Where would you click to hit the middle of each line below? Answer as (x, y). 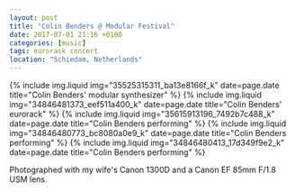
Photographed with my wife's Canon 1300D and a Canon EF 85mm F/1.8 (143, 169)
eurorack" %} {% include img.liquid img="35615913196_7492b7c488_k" (143, 114)
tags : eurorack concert (54, 51)
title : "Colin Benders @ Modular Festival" (92, 26)
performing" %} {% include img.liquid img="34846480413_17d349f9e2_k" (147, 142)
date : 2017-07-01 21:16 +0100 (66, 34)
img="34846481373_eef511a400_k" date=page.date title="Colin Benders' (146, 104)
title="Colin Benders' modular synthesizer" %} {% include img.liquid (136, 95)
